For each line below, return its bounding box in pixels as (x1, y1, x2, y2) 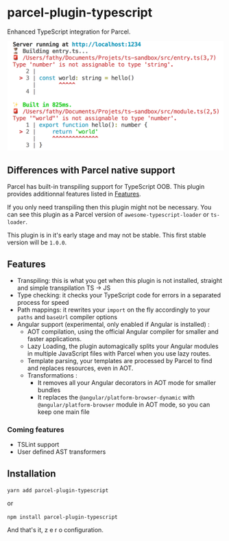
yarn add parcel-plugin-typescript (7, 487, 109, 494)
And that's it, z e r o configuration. (7, 526, 104, 534)
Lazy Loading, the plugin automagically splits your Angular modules (27, 342, 219, 350)
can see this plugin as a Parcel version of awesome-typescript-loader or (7, 211, 209, 219)
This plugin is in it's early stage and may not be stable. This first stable (7, 231, 206, 240)
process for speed (16, 299, 69, 306)
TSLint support (16, 441, 60, 449)
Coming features (7, 424, 64, 434)
